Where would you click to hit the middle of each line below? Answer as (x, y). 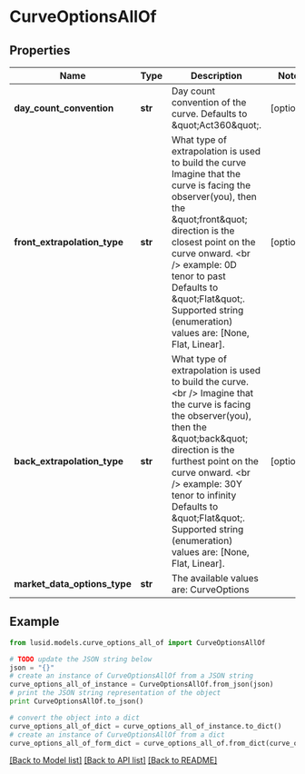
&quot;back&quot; (209, 438)
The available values (215, 578)
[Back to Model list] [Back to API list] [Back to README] (113, 760)
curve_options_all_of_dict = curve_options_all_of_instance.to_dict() (146, 726)
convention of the (209, 102)
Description (216, 76)
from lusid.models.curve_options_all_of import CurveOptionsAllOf (138, 642)
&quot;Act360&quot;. (216, 125)
